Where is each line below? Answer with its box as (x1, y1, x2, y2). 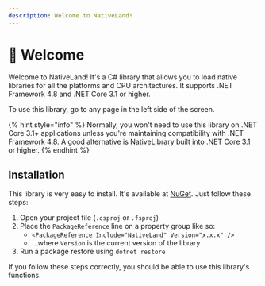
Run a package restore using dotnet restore (19, 247, 166, 257)
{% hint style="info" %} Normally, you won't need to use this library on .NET (8, 120, 258, 129)
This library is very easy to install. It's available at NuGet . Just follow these (8, 189, 252, 199)
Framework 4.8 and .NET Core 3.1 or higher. (8, 89, 151, 99)
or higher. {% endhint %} (8, 145, 90, 155)
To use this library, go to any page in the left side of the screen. (8, 104, 215, 114)
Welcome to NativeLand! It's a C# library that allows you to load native (8, 72, 238, 82)
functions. (8, 271, 41, 280)
